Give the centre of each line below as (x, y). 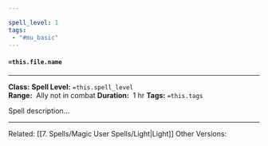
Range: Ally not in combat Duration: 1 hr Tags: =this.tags (106, 95)
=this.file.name (35, 62)
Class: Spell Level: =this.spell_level (71, 87)
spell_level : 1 (33, 22)
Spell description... (39, 110)
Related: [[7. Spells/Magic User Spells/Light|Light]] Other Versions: (118, 133)
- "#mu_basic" (35, 37)
